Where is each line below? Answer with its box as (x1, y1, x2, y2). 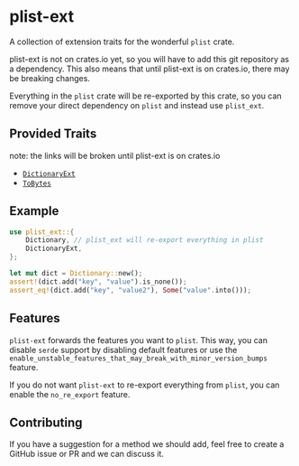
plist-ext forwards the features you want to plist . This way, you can (9, 334, 268, 345)
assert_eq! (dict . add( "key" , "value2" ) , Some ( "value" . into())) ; (9, 285, 252, 294)
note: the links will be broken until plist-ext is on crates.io (9, 150, 221, 161)
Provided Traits (9, 126, 97, 142)
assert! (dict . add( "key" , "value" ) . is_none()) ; (9, 277, 187, 286)
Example (9, 203, 59, 219)
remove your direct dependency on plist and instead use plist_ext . (9, 99, 265, 110)
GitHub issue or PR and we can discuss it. (9, 449, 165, 460)
